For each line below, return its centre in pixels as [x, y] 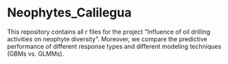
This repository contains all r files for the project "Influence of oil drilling [109, 32]
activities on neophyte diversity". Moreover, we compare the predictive [107, 39]
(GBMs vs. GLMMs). [36, 54]
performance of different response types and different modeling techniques [114, 46]
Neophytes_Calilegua [69, 13]
